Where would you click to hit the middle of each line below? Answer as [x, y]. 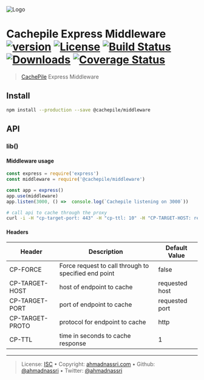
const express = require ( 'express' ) [53, 174]
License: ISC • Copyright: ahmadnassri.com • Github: [88, 364]
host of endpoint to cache [96, 287]
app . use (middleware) [32, 196]
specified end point [87, 273]
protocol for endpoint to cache [103, 322]
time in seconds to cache [95, 336]
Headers [17, 232]
